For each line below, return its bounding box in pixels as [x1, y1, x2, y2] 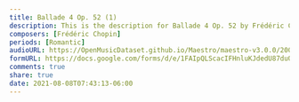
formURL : [9, 54, 42, 63]
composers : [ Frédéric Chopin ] [9, 29, 122, 38]
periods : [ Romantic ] [9, 37, 86, 47]
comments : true [9, 63, 66, 72]
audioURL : [9, 46, 46, 55]
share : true [9, 71, 53, 80]
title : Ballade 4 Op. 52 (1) [9, 12, 117, 22]
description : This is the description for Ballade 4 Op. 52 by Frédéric [9, 21, 285, 30]
